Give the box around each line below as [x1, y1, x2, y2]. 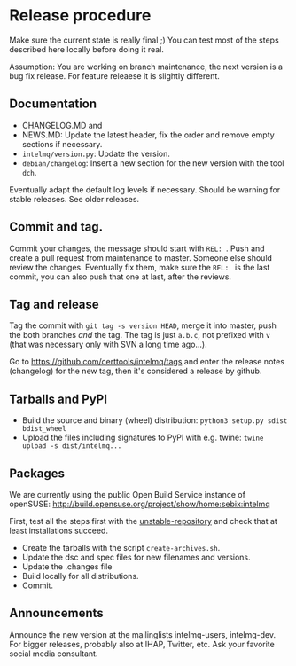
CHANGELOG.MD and [21, 120, 103, 130]
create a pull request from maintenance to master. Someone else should [9, 252, 273, 262]
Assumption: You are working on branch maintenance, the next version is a [9, 61, 284, 72]
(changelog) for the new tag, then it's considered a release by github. [9, 365, 262, 377]
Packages [9, 466, 65, 481]
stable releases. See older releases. [9, 193, 140, 204]
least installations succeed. [9, 525, 109, 536]
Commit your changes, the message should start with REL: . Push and [9, 243, 265, 254]
